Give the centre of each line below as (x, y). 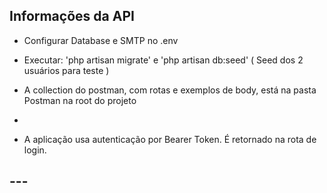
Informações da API (72, 16)
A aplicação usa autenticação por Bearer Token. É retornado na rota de (170, 139)
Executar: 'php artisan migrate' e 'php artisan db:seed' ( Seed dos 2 (163, 60)
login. (35, 150)
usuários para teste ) (66, 70)
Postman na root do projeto (80, 100)
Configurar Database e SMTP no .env (101, 40)
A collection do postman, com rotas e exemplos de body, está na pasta (170, 90)
